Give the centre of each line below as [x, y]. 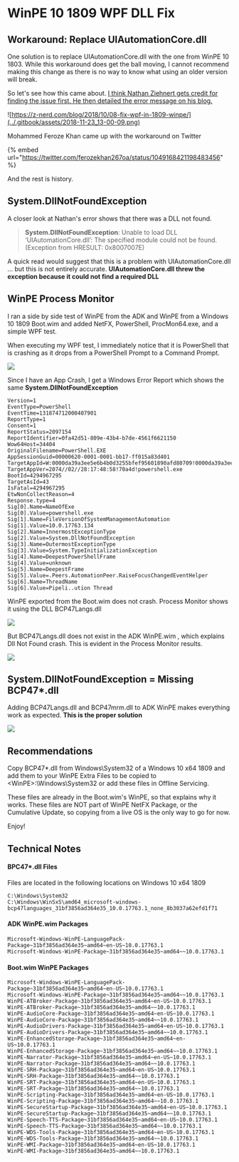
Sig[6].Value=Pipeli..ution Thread [60, 588]
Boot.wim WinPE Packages [48, 967]
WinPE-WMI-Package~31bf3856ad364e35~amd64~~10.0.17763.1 [94, 1151]
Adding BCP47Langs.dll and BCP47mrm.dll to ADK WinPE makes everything [119, 707]
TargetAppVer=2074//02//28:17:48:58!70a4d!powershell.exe [95, 469]
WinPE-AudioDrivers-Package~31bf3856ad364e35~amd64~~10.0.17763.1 [108, 1033]
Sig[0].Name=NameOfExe [41, 507]
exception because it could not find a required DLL [83, 276]
